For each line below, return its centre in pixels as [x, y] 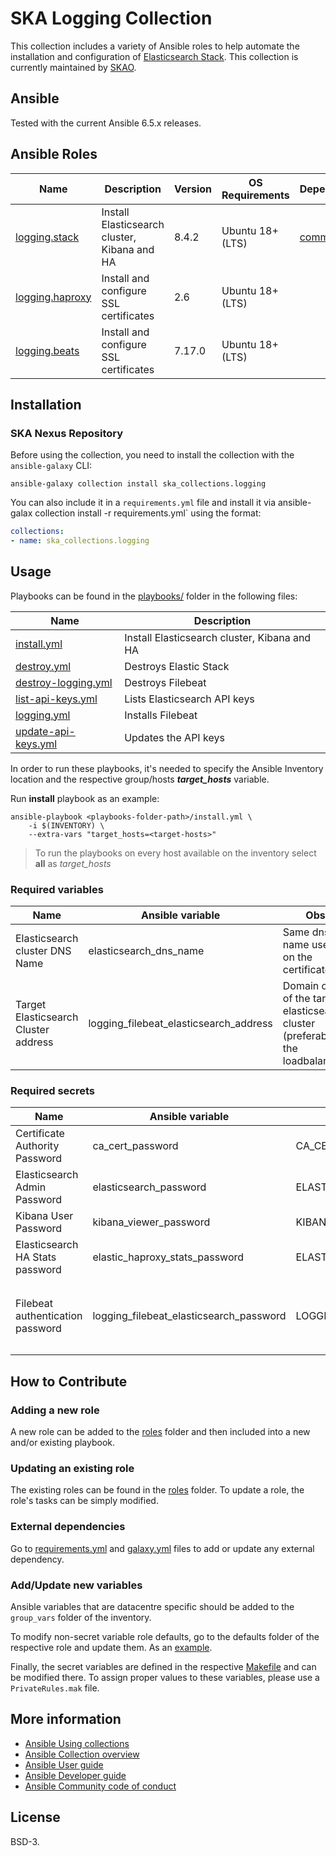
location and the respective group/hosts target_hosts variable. [140, 779]
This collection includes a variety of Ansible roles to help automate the [155, 46]
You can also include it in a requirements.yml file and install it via [143, 503]
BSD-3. [25, 1841]
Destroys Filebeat [165, 682]
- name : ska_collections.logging [80, 541]
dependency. [37, 1559]
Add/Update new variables [76, 1585]
